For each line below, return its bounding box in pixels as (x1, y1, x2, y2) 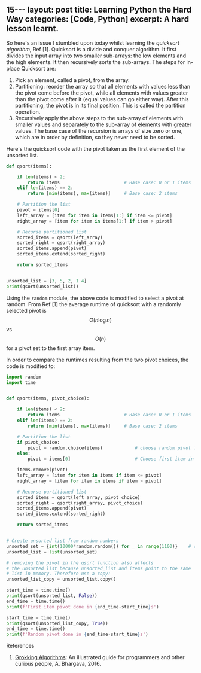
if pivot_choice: (17, 439, 60, 445)
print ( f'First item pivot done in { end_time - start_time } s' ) (6, 604, 160, 610)
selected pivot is (6, 307, 47, 314)
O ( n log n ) (89, 316, 112, 324)
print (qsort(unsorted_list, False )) (6, 593, 98, 599)
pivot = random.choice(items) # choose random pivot (28, 445, 191, 451)
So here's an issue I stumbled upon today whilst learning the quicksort (6, 39, 179, 47)
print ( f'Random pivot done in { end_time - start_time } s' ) (6, 631, 148, 638)
